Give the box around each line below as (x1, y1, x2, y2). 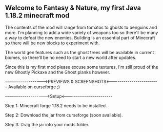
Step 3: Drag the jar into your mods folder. (5, 121, 90, 127)
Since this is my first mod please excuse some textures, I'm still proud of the (5, 64, 159, 70)
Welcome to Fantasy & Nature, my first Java (5, 4, 142, 12)
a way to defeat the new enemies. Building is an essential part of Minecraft (5, 35, 155, 40)
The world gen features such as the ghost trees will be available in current (5, 49, 154, 55)
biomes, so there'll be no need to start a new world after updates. (5, 55, 137, 60)
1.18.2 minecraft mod (5, 12, 70, 20)
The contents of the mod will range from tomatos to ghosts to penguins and (5, 24, 157, 30)
